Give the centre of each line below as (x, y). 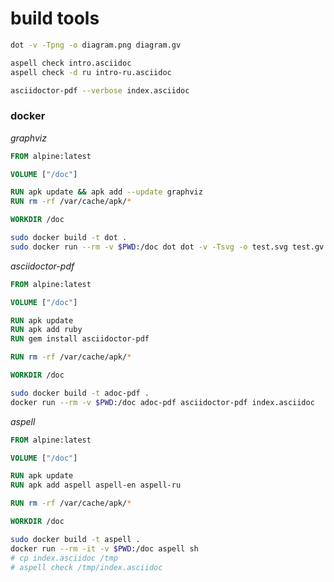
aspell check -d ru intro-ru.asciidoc (91, 72)
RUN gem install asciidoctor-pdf (80, 339)
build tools (55, 18)
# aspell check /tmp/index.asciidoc (86, 567)
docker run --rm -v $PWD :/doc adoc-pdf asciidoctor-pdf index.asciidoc (162, 402)
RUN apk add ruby (46, 330)
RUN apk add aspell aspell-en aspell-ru (96, 485)
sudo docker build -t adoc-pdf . (80, 393)
